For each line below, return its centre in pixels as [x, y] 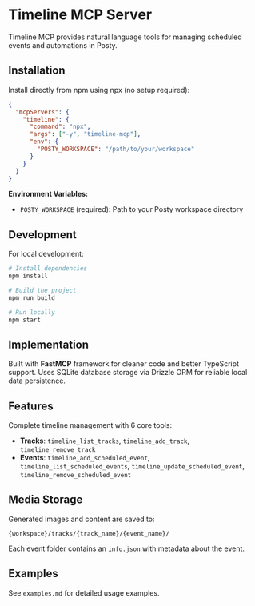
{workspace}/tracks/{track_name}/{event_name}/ [89, 533]
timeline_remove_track [58, 450]
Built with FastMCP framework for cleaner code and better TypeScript [124, 364]
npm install [28, 276]
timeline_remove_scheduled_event [76, 476]
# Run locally [32, 312]
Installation [37, 71]
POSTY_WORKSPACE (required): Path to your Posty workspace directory [131, 209]
